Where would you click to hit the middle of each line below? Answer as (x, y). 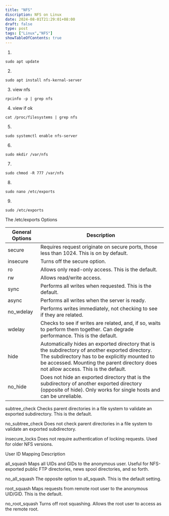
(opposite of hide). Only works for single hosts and (100, 390)
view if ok (22, 108)
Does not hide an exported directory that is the (95, 377)
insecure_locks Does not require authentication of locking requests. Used (81, 438)
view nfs (21, 89)
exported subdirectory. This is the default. (49, 414)
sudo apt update (22, 61)
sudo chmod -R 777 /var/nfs (35, 173)
